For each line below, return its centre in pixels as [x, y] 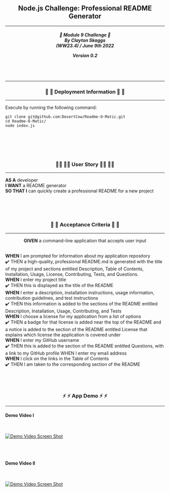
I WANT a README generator [36, 186]
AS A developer [22, 180]
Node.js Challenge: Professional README [85, 8]
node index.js [20, 126]
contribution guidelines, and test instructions [52, 298]
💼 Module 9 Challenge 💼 [85, 35]
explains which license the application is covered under [63, 335]
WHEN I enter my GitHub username [42, 340]
